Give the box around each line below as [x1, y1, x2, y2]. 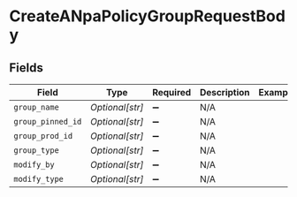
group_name [13, 102, 59, 112]
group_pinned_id [13, 117, 82, 126]
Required [151, 87, 192, 98]
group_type [13, 146, 59, 155]
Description [199, 87, 250, 98]
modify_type [13, 174, 65, 184]
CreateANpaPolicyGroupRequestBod [9, 6, 286, 27]
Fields [9, 60, 44, 75]
